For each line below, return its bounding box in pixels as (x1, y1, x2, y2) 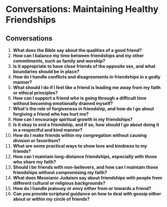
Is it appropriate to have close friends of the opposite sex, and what (12, 63, 156, 69)
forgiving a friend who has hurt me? (12, 111, 89, 117)
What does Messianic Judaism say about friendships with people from (12, 175, 163, 180)
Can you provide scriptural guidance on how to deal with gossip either (12, 191, 162, 196)
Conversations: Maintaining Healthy (5, 3, 159, 15)
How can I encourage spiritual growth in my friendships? (12, 116, 133, 122)
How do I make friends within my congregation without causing (12, 132, 147, 138)
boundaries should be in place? (12, 68, 79, 74)
